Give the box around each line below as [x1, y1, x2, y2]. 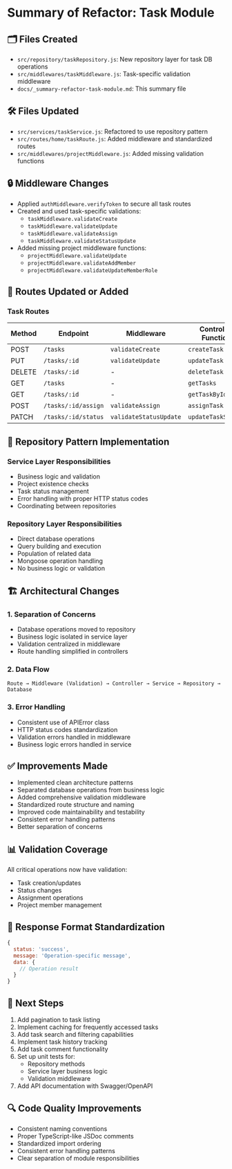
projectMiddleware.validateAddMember [27, 260, 137, 267]
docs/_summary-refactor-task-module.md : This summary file [17, 84, 186, 93]
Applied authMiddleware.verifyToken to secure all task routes [17, 199, 191, 208]
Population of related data [17, 549, 91, 558]
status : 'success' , [13, 945, 70, 953]
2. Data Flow [7, 664, 50, 674]
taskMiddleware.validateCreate [27, 215, 118, 222]
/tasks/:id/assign [43, 402, 104, 410]
